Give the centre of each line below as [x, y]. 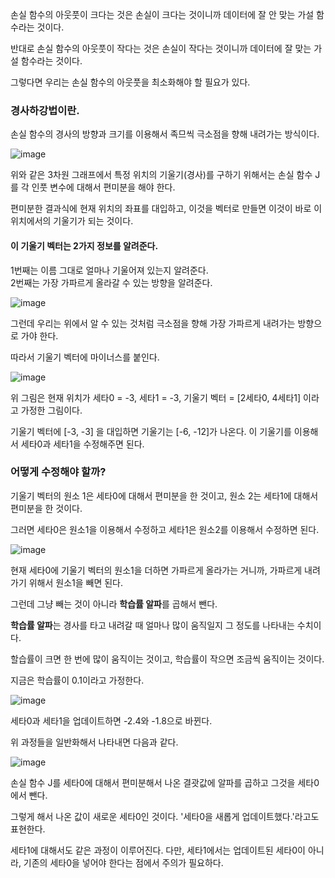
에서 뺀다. [29, 795]
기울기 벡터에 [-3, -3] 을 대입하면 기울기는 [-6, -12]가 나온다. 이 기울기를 [151, 431]
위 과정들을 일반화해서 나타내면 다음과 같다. [94, 742]
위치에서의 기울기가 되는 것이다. [72, 221]
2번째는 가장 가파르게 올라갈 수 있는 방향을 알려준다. [111, 282]
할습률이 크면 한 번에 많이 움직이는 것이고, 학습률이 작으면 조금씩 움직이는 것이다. [167, 659]
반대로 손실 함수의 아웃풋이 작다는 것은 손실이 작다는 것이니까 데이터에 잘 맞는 [161, 48]
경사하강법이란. [45, 110]
